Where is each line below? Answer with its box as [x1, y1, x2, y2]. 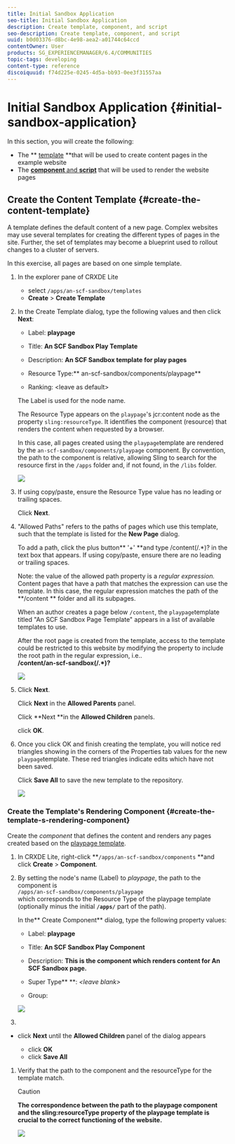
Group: [27, 991, 48, 999]
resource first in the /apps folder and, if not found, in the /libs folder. [17, 461, 217, 470]
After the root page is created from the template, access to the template [17, 637, 226, 645]
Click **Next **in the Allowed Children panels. [17, 713, 156, 721]
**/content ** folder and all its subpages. [17, 594, 136, 603]
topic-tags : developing [7, 56, 77, 63]
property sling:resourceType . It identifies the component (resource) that [17, 418, 227, 426]
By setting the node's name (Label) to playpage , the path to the [17, 873, 201, 882]
